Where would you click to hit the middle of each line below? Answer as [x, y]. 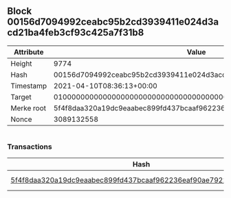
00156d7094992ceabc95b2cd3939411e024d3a [113, 22]
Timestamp [29, 86]
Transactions [30, 147]
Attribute [29, 52]
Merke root [29, 108]
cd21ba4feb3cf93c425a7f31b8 [76, 33]
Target [21, 97]
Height [21, 63]
